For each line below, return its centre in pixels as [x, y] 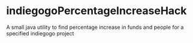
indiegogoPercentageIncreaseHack [96, 11]
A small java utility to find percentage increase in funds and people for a [95, 27]
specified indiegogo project [40, 33]
